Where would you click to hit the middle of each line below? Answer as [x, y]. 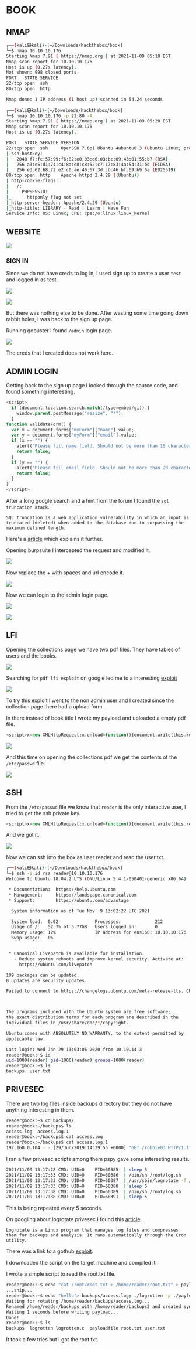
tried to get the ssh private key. [43, 813]
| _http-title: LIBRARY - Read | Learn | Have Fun [68, 208]
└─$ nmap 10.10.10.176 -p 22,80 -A [49, 116]
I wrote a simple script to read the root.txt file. [61, 1274]
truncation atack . [28, 507]
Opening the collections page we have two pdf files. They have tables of [93, 649]
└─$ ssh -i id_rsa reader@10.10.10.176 [55, 874]
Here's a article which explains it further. [55, 539]
